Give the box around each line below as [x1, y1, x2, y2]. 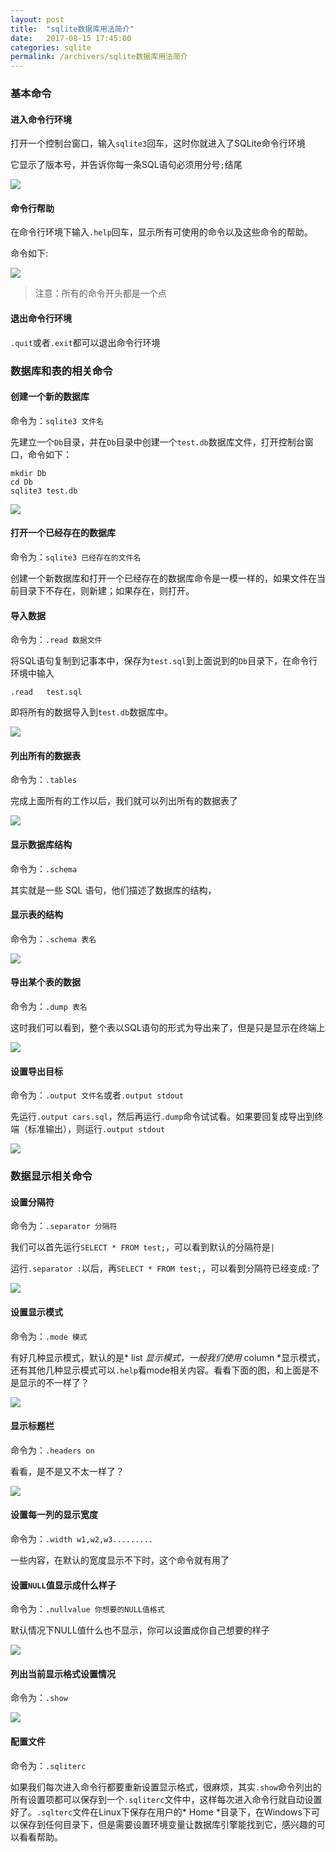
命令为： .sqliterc [10, 1759, 87, 1771]
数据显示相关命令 [10, 1169, 93, 1183]
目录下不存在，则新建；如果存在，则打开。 [18, 584, 195, 596]
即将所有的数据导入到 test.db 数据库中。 [10, 706, 174, 718]
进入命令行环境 [10, 113, 72, 125]
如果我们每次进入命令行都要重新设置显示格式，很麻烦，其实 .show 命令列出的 [10, 1781, 322, 1793]
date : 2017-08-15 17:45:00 [10, 33, 132, 43]
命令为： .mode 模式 [10, 1330, 88, 1342]
